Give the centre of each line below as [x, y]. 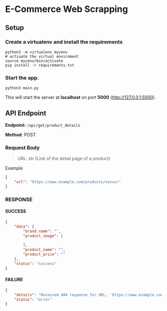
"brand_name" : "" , [42, 231]
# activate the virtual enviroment [42, 56]
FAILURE [14, 280]
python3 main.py [22, 88]
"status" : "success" [35, 264]
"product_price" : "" [44, 255]
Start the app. [22, 77]
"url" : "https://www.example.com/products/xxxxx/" [68, 182]
